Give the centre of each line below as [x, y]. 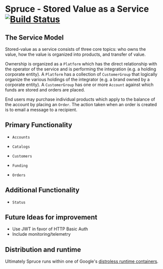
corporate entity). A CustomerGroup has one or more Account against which [79, 85]
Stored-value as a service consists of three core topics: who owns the [76, 49]
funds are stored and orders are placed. [45, 90]
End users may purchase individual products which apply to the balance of [80, 99]
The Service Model [34, 37]
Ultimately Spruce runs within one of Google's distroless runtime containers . [82, 261]
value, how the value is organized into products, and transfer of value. [75, 54]
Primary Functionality [39, 125]
